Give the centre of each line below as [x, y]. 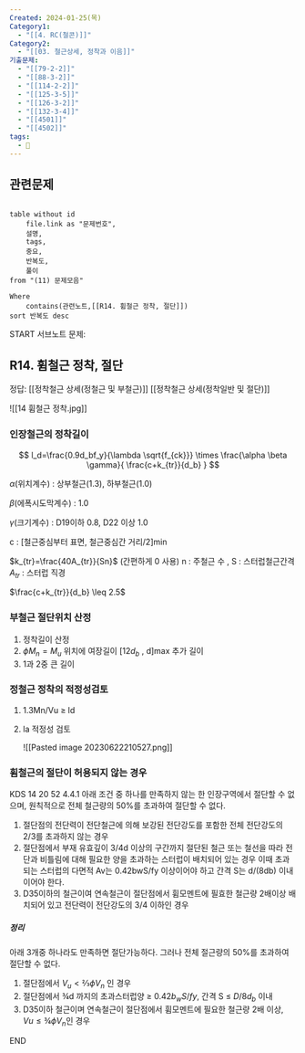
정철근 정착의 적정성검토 [59, 690]
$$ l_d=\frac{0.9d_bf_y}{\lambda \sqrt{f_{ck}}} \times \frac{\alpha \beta [153, 455]
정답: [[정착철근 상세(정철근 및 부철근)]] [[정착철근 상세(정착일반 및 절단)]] [140, 389]
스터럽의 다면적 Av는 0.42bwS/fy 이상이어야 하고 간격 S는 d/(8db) [158, 871]
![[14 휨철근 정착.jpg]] [49, 408]
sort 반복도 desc [40, 316]
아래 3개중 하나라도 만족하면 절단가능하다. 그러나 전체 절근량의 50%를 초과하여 [149, 953]
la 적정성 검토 [46, 729]
